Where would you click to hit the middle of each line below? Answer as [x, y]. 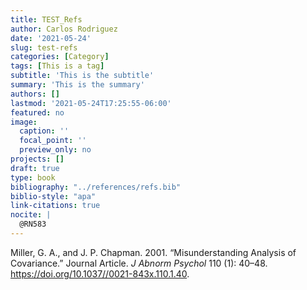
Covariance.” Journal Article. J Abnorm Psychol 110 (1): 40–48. [139, 263]
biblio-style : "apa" [53, 196]
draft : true [35, 168]
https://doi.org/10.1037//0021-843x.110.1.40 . [100, 273]
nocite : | [31, 215]
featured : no [37, 112]
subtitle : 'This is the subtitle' [82, 76]
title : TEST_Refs [46, 19]
